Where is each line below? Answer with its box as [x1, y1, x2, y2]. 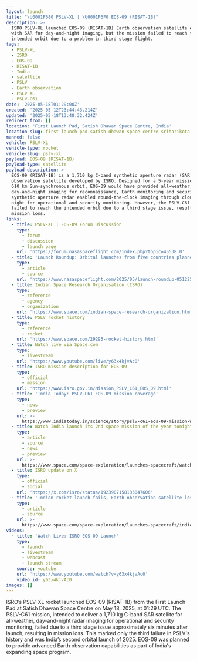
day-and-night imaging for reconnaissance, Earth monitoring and [11, 189, 175, 194]
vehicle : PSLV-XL [6, 139, 49, 146]
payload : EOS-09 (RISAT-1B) [6, 156, 75, 162]
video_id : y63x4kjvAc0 [16, 576, 72, 582]
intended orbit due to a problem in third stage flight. [11, 36, 154, 42]
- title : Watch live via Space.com [11, 342, 98, 348]
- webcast [21, 555, 46, 561]
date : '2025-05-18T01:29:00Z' [6, 101, 80, 108]
